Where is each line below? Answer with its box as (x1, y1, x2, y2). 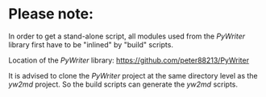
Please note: (8, 5, 94, 23)
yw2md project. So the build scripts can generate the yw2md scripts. (8, 79, 239, 89)
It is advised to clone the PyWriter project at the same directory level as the (8, 71, 258, 80)
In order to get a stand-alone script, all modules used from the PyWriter (8, 31, 246, 41)
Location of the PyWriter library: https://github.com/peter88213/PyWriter (8, 55, 250, 65)
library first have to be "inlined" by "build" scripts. (8, 39, 173, 49)
